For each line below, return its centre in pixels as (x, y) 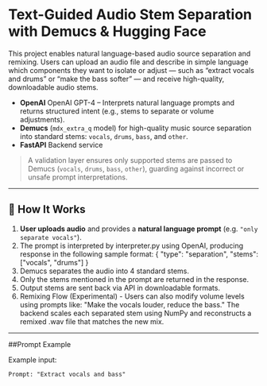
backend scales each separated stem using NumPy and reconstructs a (135, 313)
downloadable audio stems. (53, 87)
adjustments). (42, 119)
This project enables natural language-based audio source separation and (130, 53)
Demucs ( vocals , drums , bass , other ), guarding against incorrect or (136, 168)
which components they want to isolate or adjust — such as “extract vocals (131, 70)
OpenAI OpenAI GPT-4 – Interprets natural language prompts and (127, 102)
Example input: (33, 360)
